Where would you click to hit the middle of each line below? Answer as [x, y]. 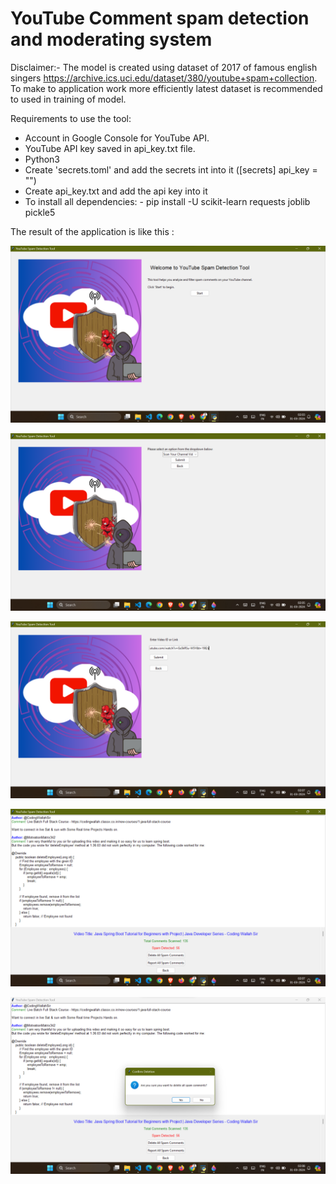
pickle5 [40, 212]
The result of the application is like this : [92, 231]
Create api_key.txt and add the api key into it [116, 191]
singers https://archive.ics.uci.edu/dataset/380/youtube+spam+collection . [164, 78]
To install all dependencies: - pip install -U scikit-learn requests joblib [167, 201]
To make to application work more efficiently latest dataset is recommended [166, 88]
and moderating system [111, 39]
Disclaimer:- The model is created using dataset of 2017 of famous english [164, 67]
